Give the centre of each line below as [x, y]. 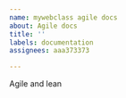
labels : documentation [51, 42]
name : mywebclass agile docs [63, 17]
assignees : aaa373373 [50, 51]
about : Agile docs [43, 26]
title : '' [28, 34]
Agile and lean [36, 84]
